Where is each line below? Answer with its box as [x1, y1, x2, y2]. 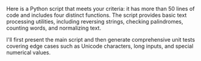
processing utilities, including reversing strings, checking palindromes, [6, 18, 184, 25]
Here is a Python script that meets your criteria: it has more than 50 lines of [6, 5, 195, 12]
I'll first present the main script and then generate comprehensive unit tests [6, 36, 196, 43]
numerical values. [6, 49, 51, 56]
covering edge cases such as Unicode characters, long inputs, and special [6, 42, 194, 50]
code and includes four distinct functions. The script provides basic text [6, 11, 187, 19]
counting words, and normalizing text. [6, 24, 102, 31]
